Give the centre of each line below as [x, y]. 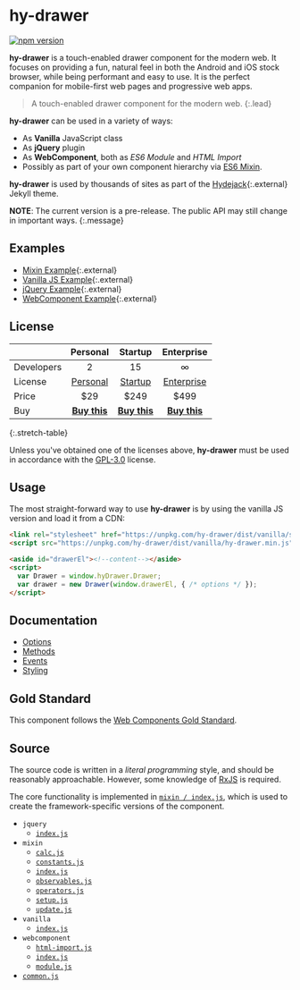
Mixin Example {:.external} [70, 270]
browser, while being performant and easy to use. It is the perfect [129, 76]
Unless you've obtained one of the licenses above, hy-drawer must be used [150, 450]
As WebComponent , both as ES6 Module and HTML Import [132, 157]
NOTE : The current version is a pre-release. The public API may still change [149, 210]
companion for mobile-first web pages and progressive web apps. [131, 86]
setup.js [52, 900]
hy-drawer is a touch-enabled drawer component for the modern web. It [143, 57]
